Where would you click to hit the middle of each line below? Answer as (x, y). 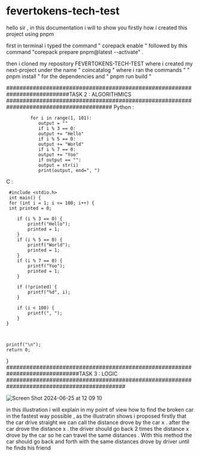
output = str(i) (58, 165)
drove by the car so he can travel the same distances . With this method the (99, 435)
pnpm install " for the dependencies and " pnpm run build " (79, 76)
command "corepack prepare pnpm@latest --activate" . (75, 52)
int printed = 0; (30, 208)
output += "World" (61, 144)
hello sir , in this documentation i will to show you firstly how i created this (97, 28)
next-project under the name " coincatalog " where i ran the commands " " (98, 70)
